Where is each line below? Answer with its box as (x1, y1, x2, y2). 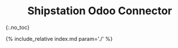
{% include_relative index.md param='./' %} (5, 35, 113, 42)
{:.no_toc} (5, 24, 30, 31)
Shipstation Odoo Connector (27, 4, 173, 18)
